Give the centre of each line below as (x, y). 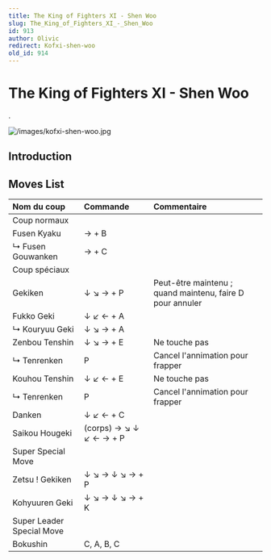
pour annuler (177, 303)
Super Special (39, 451)
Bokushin (30, 544)
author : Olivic (34, 38)
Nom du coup (39, 207)
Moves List (36, 184)
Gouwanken (35, 257)
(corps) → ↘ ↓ (111, 428)
